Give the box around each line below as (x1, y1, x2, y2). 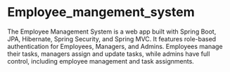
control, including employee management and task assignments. (7, 57, 195, 65)
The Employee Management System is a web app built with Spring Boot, (7, 27, 217, 36)
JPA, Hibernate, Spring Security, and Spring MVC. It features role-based (7, 34, 217, 43)
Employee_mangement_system (7, 4, 195, 20)
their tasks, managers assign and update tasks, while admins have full (7, 50, 210, 58)
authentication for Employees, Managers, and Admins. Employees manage (7, 42, 223, 50)
